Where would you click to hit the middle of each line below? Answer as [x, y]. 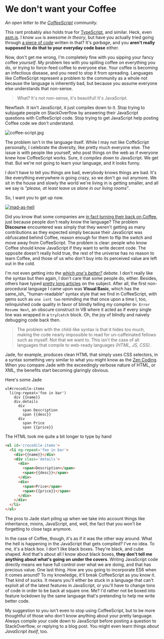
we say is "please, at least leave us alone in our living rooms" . [68, 188]
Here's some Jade [23, 380]
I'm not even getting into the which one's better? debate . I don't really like [79, 273]
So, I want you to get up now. [34, 198]
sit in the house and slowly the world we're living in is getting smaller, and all [82, 183]
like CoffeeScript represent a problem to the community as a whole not [76, 78]
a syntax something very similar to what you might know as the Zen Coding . [81, 359]
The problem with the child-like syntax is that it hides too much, [81, 329]
